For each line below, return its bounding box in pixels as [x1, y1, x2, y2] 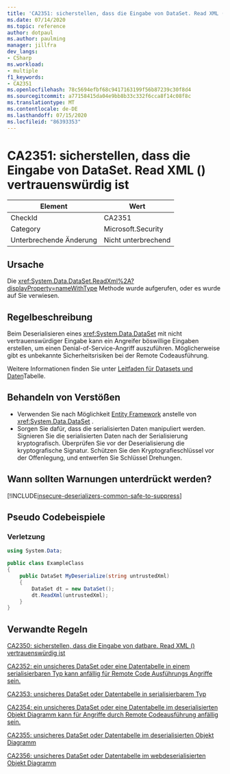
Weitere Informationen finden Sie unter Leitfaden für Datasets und [7, 364, 193, 373]
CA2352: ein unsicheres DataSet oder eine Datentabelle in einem [7, 662, 190, 671]
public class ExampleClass [7, 560, 84, 567]
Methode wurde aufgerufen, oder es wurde [99, 284, 221, 292]
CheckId [10, 213, 38, 223]
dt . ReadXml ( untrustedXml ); [31, 592, 109, 599]
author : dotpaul [7, 29, 53, 36]
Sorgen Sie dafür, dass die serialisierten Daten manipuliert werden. [16, 424, 206, 432]
